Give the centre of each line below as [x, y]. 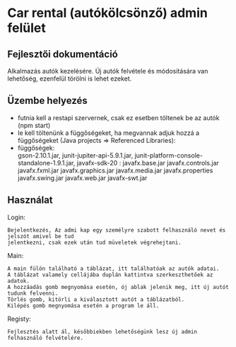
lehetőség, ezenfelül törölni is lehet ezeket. [70, 78]
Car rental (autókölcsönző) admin [108, 13]
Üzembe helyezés [48, 101]
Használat [30, 200]
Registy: [19, 319]
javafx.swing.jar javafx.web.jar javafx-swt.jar [82, 177]
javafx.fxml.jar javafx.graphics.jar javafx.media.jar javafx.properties [115, 170]
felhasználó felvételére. [45, 338]
